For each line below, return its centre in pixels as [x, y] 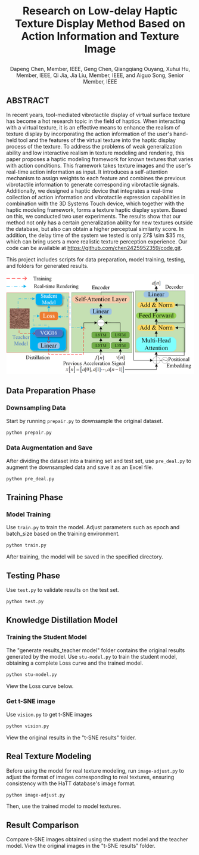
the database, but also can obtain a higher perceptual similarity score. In [95, 229]
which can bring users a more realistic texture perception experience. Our [97, 242]
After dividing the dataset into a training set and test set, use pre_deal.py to [99, 461]
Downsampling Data [36, 408]
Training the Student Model [46, 637]
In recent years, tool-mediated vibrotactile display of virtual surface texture [98, 115]
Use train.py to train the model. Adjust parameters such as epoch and [93, 527]
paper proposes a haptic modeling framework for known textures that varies [100, 159]
